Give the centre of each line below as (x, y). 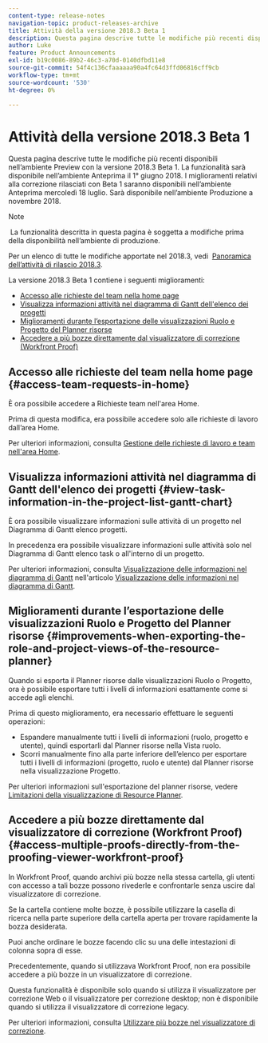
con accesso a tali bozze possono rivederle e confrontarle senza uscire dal (132, 885)
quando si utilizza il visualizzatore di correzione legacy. (99, 1007)
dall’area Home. (34, 428)
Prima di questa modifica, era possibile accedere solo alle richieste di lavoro (133, 419)
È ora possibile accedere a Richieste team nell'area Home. (104, 404)
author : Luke (30, 46)
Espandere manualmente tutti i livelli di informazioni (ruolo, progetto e (134, 737)
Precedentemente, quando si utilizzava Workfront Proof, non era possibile (130, 965)
